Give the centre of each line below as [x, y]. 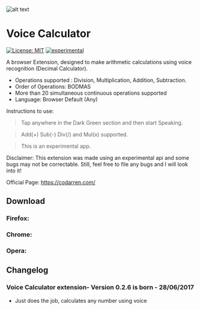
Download [26, 201]
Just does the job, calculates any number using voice [81, 300]
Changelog [27, 270]
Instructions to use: [30, 111]
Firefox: [18, 218]
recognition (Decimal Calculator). [47, 68]
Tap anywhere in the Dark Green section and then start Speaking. [102, 122]
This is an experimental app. [56, 146]
